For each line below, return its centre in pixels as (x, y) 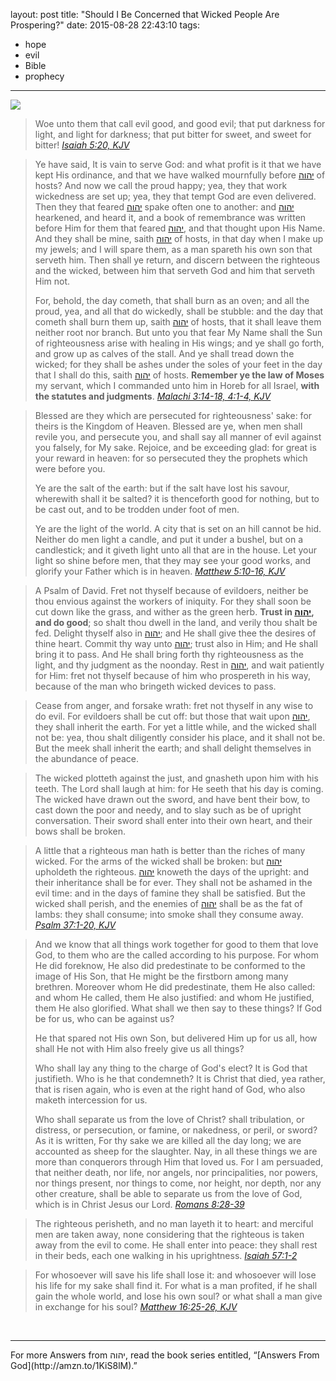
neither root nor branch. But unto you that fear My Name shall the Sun (178, 332)
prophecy (44, 76)
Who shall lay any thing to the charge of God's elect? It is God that (171, 1068)
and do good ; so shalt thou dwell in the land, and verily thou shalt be (176, 622)
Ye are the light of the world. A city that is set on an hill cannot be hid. (178, 528)
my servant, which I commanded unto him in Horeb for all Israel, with (177, 385)
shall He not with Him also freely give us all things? (139, 1048)
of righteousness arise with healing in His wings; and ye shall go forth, (179, 343)
